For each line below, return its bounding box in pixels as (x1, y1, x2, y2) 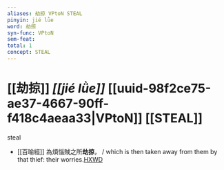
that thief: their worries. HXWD (17, 155, 103, 163)
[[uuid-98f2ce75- (108, 81, 212, 97)
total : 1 (7, 42, 32, 49)
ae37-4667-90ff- (7, 96, 109, 111)
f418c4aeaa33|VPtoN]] (7, 111, 143, 126)
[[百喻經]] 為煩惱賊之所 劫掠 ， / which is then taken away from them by (17, 147, 218, 155)
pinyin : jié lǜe (7, 17, 54, 23)
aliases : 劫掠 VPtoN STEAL (7, 10, 83, 17)
